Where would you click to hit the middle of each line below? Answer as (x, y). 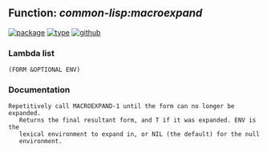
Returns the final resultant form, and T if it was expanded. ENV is (138, 120)
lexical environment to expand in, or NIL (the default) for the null (140, 134)
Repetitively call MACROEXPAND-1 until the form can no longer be (121, 106)
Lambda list (31, 53)
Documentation (39, 90)
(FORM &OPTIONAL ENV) (44, 70)
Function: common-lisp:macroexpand (105, 13)
